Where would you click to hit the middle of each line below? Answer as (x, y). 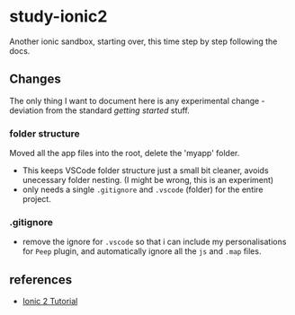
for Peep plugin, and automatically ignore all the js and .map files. (142, 251)
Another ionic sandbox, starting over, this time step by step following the (143, 41)
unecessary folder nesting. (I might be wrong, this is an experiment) (148, 180)
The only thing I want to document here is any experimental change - (137, 101)
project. (36, 199)
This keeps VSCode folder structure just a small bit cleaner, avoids (145, 171)
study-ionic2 (58, 17)
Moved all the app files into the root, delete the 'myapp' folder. (125, 153)
